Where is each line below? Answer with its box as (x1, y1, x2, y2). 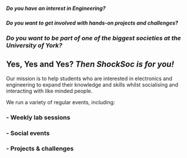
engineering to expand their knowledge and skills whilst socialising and (6, 81, 178, 88)
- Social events (6, 129, 50, 137)
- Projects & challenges (6, 145, 74, 153)
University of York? (6, 41, 63, 49)
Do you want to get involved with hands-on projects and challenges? (6, 19, 178, 26)
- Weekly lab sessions (6, 113, 71, 121)
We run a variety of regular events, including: (6, 98, 115, 105)
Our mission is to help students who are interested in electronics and (6, 75, 172, 82)
